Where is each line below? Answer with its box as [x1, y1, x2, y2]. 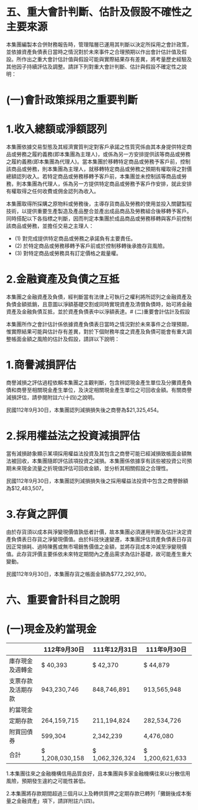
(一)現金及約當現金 [6, 623, 97, 636]
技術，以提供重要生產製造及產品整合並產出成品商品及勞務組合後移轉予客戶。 [6, 208, 192, 215]
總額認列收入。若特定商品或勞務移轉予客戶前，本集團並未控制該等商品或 [6, 173, 181, 180]
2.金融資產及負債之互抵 [6, 273, 120, 286]
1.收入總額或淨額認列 [6, 122, 107, 136]
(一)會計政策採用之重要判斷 [6, 93, 138, 107]
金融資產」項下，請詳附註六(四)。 [16, 797, 98, 804]
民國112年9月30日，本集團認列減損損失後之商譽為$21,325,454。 [6, 406, 162, 413]
